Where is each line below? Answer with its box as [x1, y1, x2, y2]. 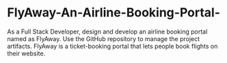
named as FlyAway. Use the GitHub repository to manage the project [7, 34, 200, 42]
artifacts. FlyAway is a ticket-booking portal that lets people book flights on [7, 42, 218, 50]
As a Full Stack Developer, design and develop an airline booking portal [7, 27, 208, 36]
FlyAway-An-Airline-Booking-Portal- [7, 5, 221, 21]
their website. [7, 49, 46, 58]
